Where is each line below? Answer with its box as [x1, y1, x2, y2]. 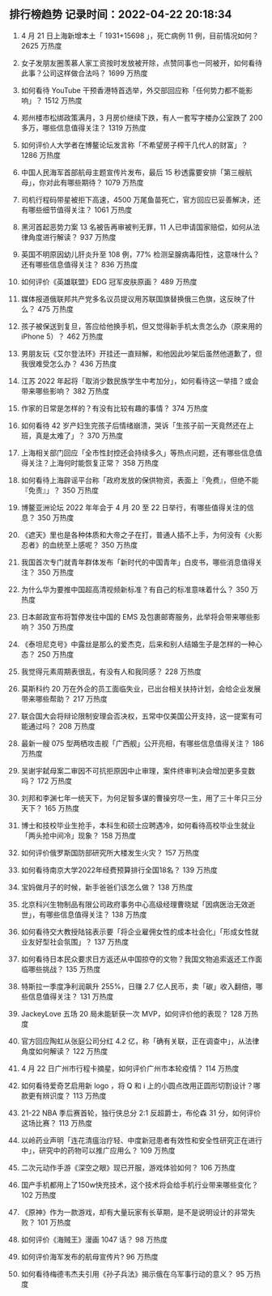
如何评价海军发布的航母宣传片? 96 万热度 [20, 1251, 159, 1261]
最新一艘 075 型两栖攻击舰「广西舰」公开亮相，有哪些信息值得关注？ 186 [20, 738, 265, 748]
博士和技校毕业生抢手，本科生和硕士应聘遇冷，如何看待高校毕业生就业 [20, 821, 256, 830]
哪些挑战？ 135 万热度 [28, 964, 101, 974]
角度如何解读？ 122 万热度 [20, 1046, 108, 1055]
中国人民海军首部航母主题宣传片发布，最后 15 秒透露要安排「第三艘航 [20, 167, 253, 177]
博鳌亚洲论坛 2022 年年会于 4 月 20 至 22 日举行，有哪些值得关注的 [20, 502, 248, 512]
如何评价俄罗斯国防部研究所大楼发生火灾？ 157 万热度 [20, 847, 200, 857]
